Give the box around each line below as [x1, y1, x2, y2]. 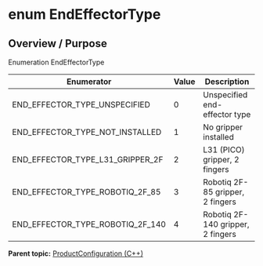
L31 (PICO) [203, 144, 245, 155]
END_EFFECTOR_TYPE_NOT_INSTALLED [12, 127, 162, 137]
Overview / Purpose [8, 37, 108, 50]
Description [204, 76, 250, 87]
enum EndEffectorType [8, 5, 161, 24]
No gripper [203, 122, 243, 133]
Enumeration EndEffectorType [8, 57, 105, 67]
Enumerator [66, 76, 112, 87]
